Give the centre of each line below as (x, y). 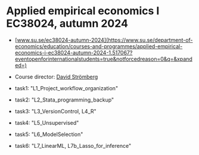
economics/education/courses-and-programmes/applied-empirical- (99, 46)
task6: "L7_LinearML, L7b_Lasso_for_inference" (73, 145)
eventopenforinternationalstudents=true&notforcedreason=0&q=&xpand (103, 59)
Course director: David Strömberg (56, 77)
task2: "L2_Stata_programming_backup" (64, 100)
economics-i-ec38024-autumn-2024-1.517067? (74, 52)
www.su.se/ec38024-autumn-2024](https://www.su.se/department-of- (105, 40)
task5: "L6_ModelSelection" (49, 134)
